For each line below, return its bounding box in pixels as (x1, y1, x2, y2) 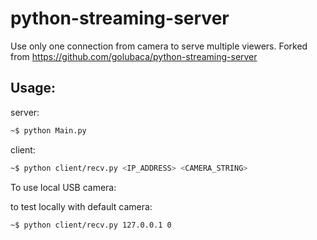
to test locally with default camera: (10, 200, 153, 212)
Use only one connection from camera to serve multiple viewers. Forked (10, 40, 308, 52)
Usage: (10, 80, 57, 97)
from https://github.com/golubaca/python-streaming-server (10, 50, 258, 62)
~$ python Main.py (10, 125, 87, 136)
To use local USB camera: (10, 181, 117, 193)
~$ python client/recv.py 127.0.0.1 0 (10, 220, 172, 230)
